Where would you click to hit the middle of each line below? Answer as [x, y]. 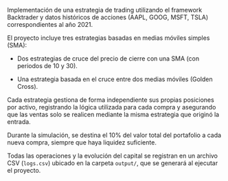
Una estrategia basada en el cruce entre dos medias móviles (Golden [115, 79]
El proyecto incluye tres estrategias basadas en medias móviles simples [109, 38]
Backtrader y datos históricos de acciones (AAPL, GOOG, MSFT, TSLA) [108, 17]
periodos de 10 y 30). [47, 66]
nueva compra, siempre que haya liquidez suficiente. [82, 142]
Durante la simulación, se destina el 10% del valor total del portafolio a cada [114, 135]
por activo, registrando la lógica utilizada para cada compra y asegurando [112, 107]
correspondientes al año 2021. [50, 24]
